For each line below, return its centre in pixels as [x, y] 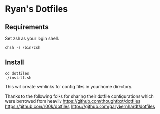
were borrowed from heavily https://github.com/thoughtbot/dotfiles [73, 101]
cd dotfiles [17, 73]
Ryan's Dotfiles [37, 9]
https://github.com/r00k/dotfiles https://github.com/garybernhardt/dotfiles [80, 106]
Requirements [27, 27]
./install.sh [18, 78]
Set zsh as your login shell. [32, 38]
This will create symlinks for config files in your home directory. [69, 86]
